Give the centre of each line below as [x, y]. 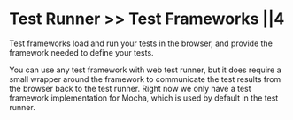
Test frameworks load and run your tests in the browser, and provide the [141, 43]
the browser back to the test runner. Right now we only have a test [130, 88]
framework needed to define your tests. [81, 52]
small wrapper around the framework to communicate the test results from [145, 79]
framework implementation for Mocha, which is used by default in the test [144, 98]
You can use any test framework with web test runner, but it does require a [145, 70]
